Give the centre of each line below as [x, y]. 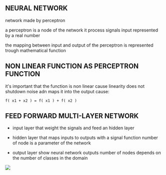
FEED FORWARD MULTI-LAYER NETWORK [72, 116]
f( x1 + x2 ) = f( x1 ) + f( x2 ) [41, 101]
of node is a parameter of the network [51, 143]
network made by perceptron [35, 20]
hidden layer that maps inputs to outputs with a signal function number [85, 138]
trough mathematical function [36, 50]
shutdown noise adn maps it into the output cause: [57, 91]
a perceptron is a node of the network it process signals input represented [82, 30]
